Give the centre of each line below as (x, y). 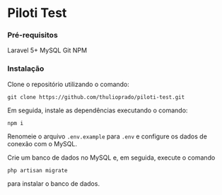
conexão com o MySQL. (42, 143)
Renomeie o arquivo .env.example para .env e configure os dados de (107, 136)
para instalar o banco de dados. (54, 183)
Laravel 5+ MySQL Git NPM (47, 50)
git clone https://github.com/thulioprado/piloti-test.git (96, 97)
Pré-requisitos (33, 35)
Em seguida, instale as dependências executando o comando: (98, 110)
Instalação (26, 69)
